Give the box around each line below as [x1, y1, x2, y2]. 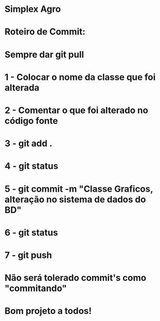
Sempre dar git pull [4, 49, 84, 60]
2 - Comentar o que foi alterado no [4, 105, 149, 116]
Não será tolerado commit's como [4, 272, 147, 283]
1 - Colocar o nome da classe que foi [4, 71, 156, 83]
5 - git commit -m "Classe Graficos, [4, 183, 154, 194]
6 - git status [4, 227, 58, 238]
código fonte [4, 115, 58, 126]
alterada [4, 82, 40, 93]
